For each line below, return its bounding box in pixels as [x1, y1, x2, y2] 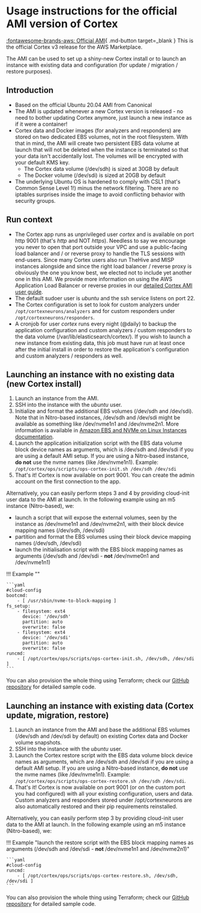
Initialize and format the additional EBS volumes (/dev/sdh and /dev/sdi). [14, 407, 194, 415]
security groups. [14, 197, 56, 204]
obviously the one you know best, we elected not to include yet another [14, 269, 192, 276]
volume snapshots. [14, 739, 62, 746]
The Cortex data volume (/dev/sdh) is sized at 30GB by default [23, 165, 179, 172]
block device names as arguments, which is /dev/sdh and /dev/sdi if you [14, 446, 194, 453]
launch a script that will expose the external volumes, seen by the [14, 514, 177, 521]
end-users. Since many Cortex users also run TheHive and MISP [14, 256, 175, 263]
